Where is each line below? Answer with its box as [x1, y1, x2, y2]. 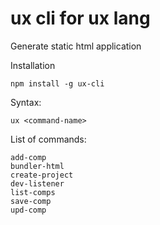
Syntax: [10, 96, 42, 108]
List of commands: [10, 133, 87, 145]
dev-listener [10, 178, 65, 189]
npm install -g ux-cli [10, 78, 105, 89]
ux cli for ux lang [10, 7, 151, 30]
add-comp [10, 152, 47, 162]
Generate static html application [10, 40, 142, 52]
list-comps [10, 187, 56, 197]
